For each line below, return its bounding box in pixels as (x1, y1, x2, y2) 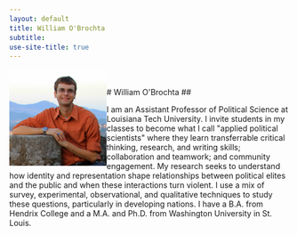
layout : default (9, 14, 69, 23)
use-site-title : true (9, 43, 90, 52)
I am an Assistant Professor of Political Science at (106, 104, 289, 115)
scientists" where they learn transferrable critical (106, 133, 285, 143)
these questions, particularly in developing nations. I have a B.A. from (9, 199, 264, 209)
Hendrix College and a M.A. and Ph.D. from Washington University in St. (9, 208, 273, 219)
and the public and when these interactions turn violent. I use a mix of (9, 180, 265, 190)
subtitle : (9, 33, 46, 42)
